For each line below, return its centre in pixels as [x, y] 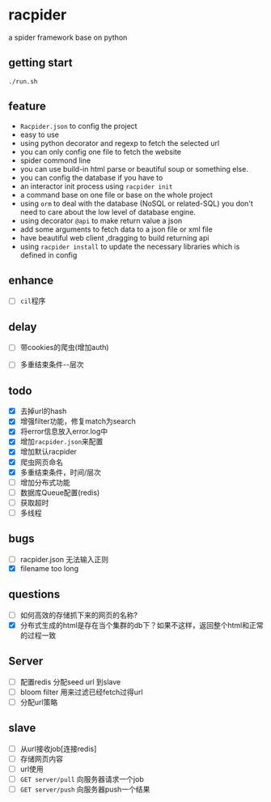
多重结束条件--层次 [52, 365]
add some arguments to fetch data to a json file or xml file [116, 229]
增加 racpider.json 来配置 [61, 442]
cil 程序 [33, 301]
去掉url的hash [43, 412]
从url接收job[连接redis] [58, 749]
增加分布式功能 [45, 482]
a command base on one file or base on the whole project [116, 194]
